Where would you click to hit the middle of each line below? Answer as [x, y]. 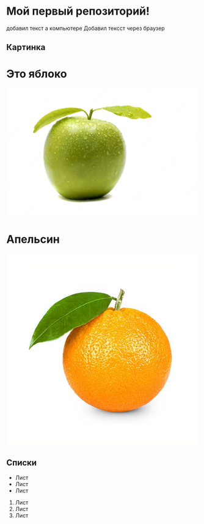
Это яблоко [37, 74]
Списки [22, 463]
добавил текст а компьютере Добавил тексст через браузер [86, 28]
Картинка [26, 47]
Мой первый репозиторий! [78, 11]
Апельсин [33, 239]
